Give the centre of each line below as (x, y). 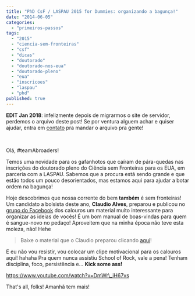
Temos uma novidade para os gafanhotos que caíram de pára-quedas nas (95, 161)
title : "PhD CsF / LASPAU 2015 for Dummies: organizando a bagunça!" (92, 11)
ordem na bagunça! (30, 186)
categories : (20, 22)
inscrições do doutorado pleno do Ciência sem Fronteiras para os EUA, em (95, 168)
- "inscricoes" (30, 82)
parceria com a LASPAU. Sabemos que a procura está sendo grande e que (95, 174)
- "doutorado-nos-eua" (39, 66)
